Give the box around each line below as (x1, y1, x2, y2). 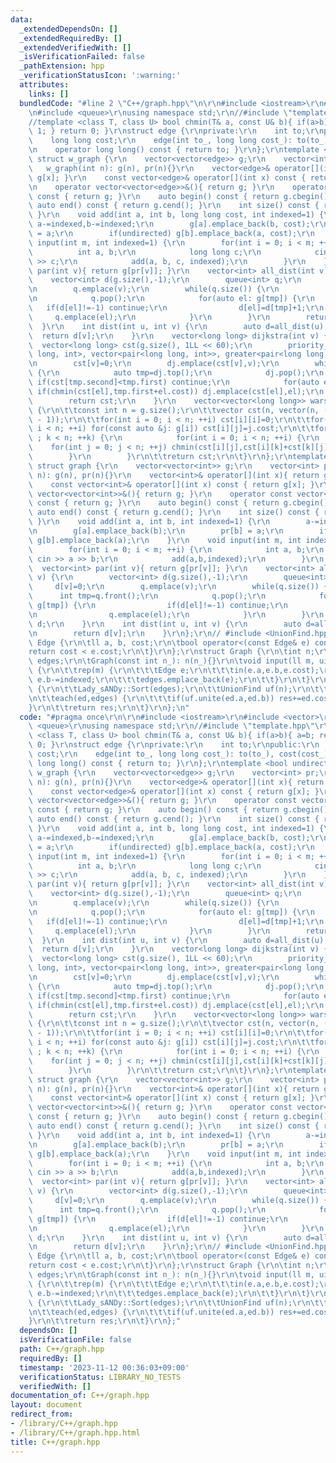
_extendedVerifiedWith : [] (19, 42, 132, 53)
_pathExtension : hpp (19, 61, 105, 71)
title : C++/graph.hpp (10, 1437, 101, 1447)
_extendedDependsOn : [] (19, 24, 118, 34)
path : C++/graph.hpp (19, 1344, 105, 1354)
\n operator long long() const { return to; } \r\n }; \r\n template (28, 145, 320, 155)
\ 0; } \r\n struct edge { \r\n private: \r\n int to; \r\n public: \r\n (28, 740, 320, 750)
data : (10, 14, 33, 25)
